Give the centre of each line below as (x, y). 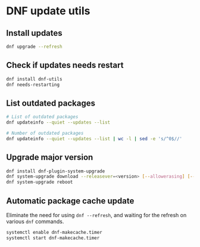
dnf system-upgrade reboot (40, 182)
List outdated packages (51, 103)
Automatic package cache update (70, 201)
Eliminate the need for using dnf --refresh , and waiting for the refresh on (96, 215)
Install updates (34, 33)
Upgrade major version (50, 157)
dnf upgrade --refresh (34, 47)
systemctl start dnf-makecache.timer (53, 238)
